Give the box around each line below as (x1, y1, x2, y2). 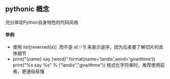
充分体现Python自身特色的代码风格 (5, 19, 79, 25)
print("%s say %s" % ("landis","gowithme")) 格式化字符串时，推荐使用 (12, 62, 161, 68)
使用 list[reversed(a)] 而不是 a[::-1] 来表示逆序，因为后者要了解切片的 (12, 44, 159, 50)
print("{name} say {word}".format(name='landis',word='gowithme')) (12, 56, 156, 62)
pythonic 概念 (5, 5, 50, 14)
